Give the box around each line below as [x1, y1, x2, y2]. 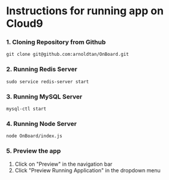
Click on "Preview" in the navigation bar [14, 160, 113, 168]
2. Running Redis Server [6, 65, 77, 74]
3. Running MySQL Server [6, 92, 83, 100]
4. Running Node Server [6, 120, 77, 128]
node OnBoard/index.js [6, 133, 62, 139]
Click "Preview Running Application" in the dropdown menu [14, 166, 161, 173]
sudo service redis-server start [6, 78, 89, 84]
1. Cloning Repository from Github [6, 38, 106, 46]
